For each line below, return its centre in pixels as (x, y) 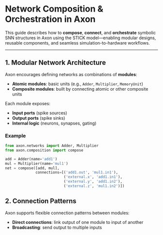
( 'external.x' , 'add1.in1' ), (93, 177)
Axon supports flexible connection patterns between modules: (67, 213)
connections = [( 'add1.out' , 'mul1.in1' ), (77, 172)
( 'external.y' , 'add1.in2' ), (93, 182)
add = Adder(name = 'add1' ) (31, 159)
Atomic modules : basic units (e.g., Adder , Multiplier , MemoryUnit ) (78, 84)
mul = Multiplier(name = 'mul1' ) (37, 163)
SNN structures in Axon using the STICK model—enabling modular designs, (81, 38)
